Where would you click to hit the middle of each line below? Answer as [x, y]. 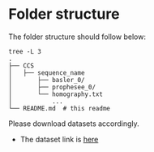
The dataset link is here [59, 139]
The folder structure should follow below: [77, 37]
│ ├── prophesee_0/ [52, 87]
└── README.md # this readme [60, 108]
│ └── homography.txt [56, 94]
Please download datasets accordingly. [74, 124]
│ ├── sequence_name [47, 73]
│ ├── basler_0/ [47, 80]
